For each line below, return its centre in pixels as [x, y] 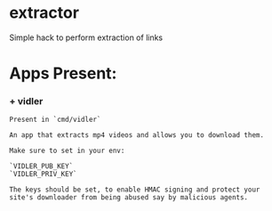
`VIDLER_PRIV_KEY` [43, 174]
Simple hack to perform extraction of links [86, 37]
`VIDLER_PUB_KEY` [41, 166]
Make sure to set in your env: [67, 151]
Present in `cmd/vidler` [55, 120]
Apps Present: [63, 73]
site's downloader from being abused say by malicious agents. [129, 198]
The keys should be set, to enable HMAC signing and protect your [135, 190]
